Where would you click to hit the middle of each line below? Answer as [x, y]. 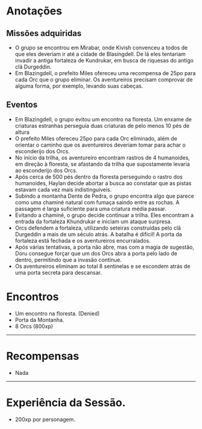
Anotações [34, 11]
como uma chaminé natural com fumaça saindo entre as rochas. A [97, 202]
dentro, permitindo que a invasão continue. [68, 260]
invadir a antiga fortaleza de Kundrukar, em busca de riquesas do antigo [104, 60]
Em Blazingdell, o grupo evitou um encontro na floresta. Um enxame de [103, 119]
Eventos [22, 105]
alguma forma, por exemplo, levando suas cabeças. [79, 86]
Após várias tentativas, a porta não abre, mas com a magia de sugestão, [104, 247]
